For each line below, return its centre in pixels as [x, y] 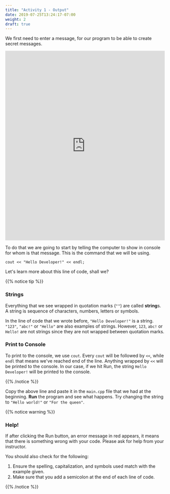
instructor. [16, 447]
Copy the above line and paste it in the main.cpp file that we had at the [78, 391]
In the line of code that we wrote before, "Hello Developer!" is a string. [79, 321]
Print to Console [26, 344]
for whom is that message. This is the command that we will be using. [78, 253]
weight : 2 [16, 19]
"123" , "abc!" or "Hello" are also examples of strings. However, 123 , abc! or [84, 326]
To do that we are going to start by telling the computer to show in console [83, 248]
